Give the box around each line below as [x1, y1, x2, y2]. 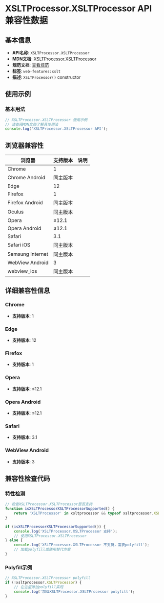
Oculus [7, 209, 24, 216]
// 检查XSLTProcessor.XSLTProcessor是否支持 [5, 502, 93, 507]
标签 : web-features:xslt [12, 68, 61, 74]
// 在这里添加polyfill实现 [14, 584, 63, 589]
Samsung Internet [7, 251, 49, 258]
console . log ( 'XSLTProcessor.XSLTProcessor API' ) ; [5, 126, 108, 131]
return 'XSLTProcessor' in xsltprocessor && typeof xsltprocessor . [14, 511, 154, 516]
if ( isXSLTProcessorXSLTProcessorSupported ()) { [5, 524, 106, 529]
